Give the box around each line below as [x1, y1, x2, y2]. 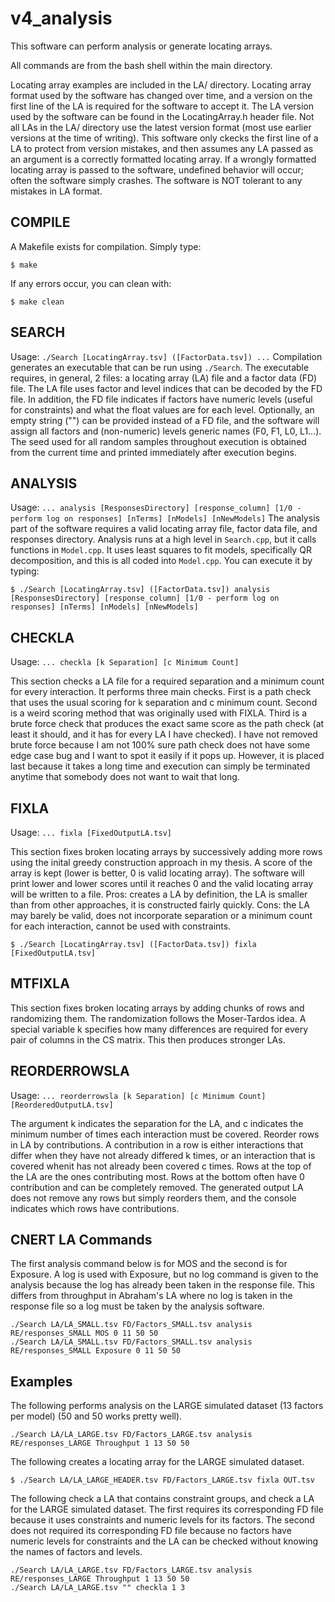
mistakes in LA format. [10, 185, 103, 197]
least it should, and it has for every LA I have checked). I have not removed [10, 728, 318, 741]
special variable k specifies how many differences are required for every [10, 1023, 309, 1035]
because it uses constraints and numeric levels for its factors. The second [10, 1514, 315, 1526]
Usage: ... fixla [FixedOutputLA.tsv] [10, 827, 172, 838]
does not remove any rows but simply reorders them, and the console [10, 1192, 297, 1204]
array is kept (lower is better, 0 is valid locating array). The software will [10, 867, 305, 879]
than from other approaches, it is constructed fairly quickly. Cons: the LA [10, 899, 310, 911]
